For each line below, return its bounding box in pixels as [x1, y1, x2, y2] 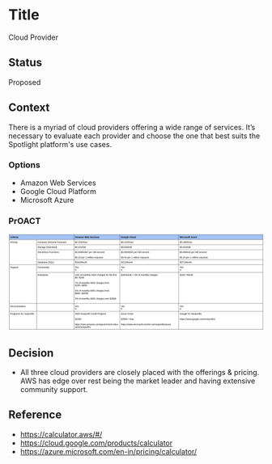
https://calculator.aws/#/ [19, 429, 103, 439]
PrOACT [8, 215, 41, 226]
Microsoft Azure [19, 195, 74, 205]
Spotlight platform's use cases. [8, 139, 112, 149]
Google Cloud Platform [19, 186, 97, 196]
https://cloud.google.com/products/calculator [19, 438, 172, 448]
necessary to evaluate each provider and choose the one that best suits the [8, 131, 261, 141]
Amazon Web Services [19, 178, 96, 188]
